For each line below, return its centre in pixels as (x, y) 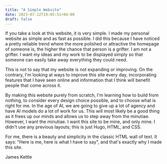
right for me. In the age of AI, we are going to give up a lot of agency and (80, 106)
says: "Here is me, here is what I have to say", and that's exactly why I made (83, 142)
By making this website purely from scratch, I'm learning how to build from (82, 95)
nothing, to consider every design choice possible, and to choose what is (80, 100)
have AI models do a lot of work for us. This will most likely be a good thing (82, 111)
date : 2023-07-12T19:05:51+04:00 (40, 14)
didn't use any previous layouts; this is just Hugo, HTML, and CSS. (73, 127)
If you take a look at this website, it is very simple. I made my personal (77, 33)
